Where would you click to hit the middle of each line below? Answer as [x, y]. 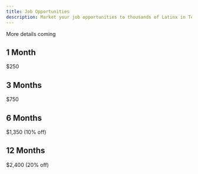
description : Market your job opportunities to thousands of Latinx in [96, 17]
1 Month [21, 52]
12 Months [26, 151]
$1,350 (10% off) [26, 132]
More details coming [31, 34]
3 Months [24, 85]
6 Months [24, 118]
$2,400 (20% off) [27, 165]
